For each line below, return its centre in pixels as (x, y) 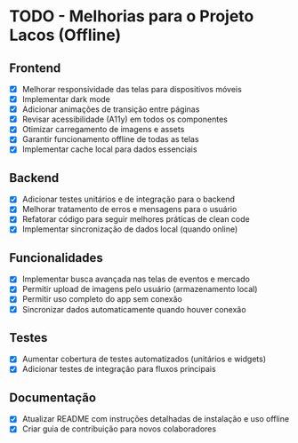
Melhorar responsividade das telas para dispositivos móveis (132, 89)
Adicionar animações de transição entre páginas (111, 109)
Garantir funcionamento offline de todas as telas (110, 139)
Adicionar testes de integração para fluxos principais (119, 369)
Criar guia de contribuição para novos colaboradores (119, 429)
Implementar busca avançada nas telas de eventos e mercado (136, 279)
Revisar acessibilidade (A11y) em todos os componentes (125, 119)
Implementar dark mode (66, 99)
